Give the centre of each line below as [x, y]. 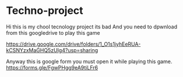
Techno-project [45, 11]
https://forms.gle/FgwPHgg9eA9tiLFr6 [52, 67]
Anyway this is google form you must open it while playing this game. [89, 61]
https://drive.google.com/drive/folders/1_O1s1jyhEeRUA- [73, 44]
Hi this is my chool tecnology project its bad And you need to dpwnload [92, 27]
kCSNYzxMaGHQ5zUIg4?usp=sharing [52, 50]
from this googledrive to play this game [53, 32]
